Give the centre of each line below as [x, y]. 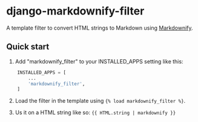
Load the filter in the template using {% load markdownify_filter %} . [100, 101]
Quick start [28, 47]
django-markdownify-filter [75, 11]
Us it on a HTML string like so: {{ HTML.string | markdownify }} [95, 112]
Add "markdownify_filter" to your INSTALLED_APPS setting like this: [99, 61]
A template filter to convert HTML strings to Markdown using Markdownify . [100, 28]
